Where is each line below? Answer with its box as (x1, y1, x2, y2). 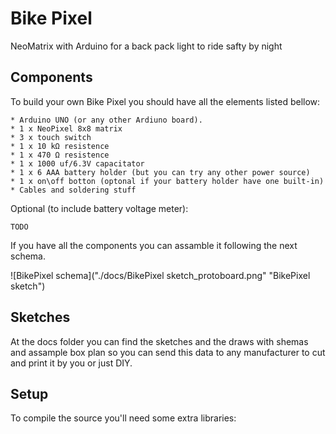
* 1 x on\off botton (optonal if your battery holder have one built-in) (10, 176, 325, 186)
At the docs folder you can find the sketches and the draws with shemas (10, 335, 309, 347)
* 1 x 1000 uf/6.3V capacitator (10, 158, 145, 169)
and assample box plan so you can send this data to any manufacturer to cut (10, 346, 326, 358)
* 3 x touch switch (10, 132, 92, 142)
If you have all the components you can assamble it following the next (10, 239, 298, 251)
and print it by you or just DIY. (10, 357, 133, 369)
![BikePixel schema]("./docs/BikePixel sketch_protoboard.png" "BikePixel (10, 269, 311, 281)
